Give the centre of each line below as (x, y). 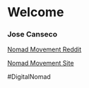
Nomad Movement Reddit (44, 49)
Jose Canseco (32, 34)
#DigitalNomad (29, 77)
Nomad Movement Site (41, 63)
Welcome (36, 12)
